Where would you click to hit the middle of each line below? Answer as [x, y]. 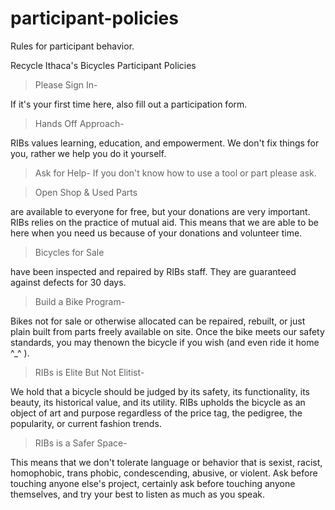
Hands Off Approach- [79, 123]
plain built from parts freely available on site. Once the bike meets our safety [167, 331]
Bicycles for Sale [69, 252]
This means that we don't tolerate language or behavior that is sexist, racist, [166, 462]
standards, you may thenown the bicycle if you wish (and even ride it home [165, 342]
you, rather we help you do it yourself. [88, 153]
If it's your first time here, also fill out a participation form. [129, 104]
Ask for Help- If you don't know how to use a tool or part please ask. [175, 173]
